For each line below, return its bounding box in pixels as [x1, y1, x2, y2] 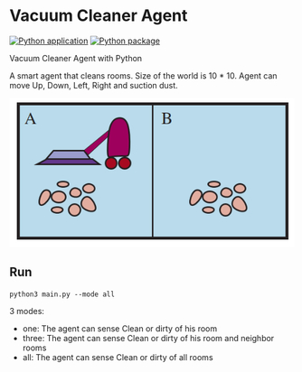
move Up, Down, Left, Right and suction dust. [9, 79, 178, 90]
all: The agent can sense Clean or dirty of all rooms [22, 351, 214, 362]
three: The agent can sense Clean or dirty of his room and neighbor [22, 332, 275, 343]
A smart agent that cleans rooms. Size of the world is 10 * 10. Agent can [9, 70, 278, 81]
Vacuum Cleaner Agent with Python [9, 52, 143, 63]
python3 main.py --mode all [9, 290, 116, 299]
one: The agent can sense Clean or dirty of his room [22, 322, 218, 334]
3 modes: [9, 305, 45, 316]
